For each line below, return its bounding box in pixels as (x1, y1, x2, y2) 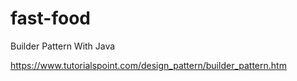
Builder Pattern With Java (10, 40, 116, 52)
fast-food (10, 7, 91, 30)
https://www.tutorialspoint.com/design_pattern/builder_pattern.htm (10, 59, 287, 71)
